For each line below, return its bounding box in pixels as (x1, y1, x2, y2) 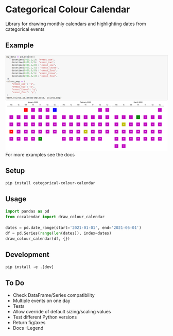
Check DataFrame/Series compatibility (12, 292, 95, 298)
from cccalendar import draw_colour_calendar (5, 215, 105, 220)
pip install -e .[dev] (5, 264, 54, 270)
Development (5, 250, 50, 259)
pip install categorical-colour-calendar (5, 181, 96, 186)
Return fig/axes (12, 320, 46, 326)
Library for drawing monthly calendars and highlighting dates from (5, 21, 146, 27)
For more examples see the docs (5, 151, 75, 157)
